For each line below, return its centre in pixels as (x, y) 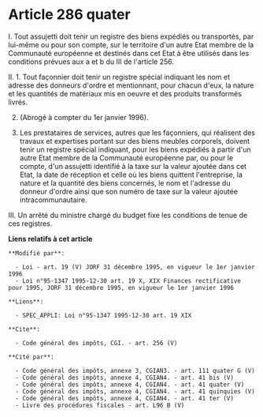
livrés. (18, 102)
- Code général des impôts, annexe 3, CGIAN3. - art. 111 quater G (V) (135, 370)
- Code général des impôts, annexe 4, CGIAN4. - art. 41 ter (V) (125, 398)
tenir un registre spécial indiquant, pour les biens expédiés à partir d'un (135, 149)
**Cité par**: (31, 357)
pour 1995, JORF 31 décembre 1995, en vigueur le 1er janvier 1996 (121, 287)
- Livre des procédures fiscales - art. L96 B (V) (100, 405)
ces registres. (30, 224)
